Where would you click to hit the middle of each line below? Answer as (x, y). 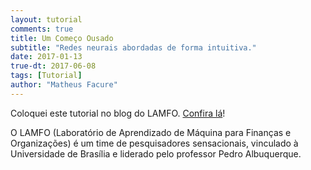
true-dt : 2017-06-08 (53, 66)
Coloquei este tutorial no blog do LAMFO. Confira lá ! (118, 113)
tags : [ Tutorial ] (46, 76)
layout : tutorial (46, 19)
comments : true (42, 29)
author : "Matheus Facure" (64, 85)
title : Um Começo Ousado (62, 38)
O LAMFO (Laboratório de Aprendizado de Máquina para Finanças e (151, 132)
